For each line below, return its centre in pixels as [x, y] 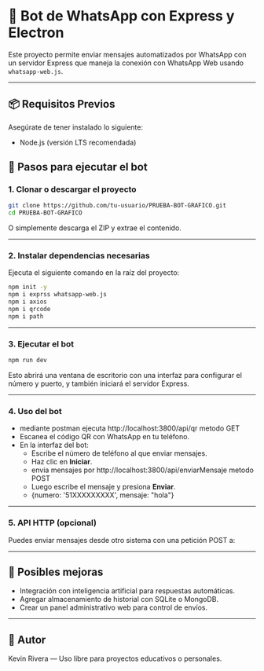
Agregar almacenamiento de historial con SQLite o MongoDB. [119, 599]
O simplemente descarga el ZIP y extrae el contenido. [95, 228]
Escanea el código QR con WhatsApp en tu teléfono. [104, 437]
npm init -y [27, 287]
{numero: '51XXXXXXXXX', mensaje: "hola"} [103, 495]
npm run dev [27, 361]
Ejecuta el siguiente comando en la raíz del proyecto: [94, 273]
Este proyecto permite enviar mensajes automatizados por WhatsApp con [127, 54]
